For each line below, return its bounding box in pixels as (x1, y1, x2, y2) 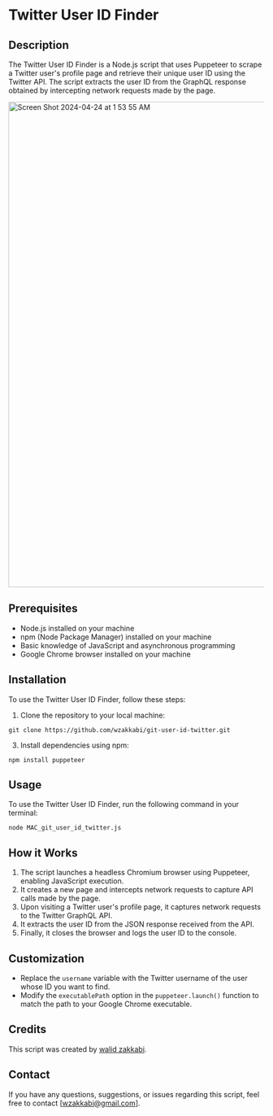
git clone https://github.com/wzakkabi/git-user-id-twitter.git (8, 726, 231, 734)
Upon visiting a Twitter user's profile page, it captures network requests (19, 902, 262, 912)
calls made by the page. (19, 893, 102, 904)
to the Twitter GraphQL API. (19, 911, 113, 921)
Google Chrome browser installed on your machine (19, 649, 191, 659)
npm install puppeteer (8, 756, 85, 764)
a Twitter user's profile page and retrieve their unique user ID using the (8, 68, 246, 78)
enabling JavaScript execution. (19, 876, 124, 886)
